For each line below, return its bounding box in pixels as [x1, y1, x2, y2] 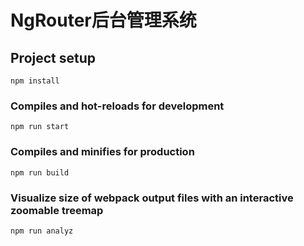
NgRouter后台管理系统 [10, 9, 197, 32]
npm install [10, 76, 60, 86]
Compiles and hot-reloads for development [10, 99, 225, 113]
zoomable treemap [10, 203, 104, 217]
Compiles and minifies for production [10, 145, 195, 159]
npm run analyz [10, 226, 74, 236]
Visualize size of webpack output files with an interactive [10, 191, 294, 205]
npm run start [10, 122, 70, 132]
